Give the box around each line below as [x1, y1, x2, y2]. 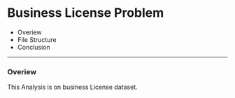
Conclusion [17, 43, 50, 51]
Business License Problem [7, 5, 164, 21]
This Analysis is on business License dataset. [7, 83, 138, 92]
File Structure [17, 35, 57, 43]
